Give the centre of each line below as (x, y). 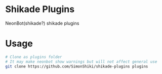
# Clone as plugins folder (34, 57)
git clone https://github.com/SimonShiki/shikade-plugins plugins (77, 66)
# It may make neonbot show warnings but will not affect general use (81, 61)
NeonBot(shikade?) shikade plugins (42, 23)
